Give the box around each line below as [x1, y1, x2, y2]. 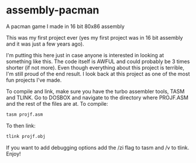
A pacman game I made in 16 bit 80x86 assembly [6, 23, 125, 30]
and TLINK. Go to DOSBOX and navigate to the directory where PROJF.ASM [6, 94, 189, 101]
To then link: [6, 122, 36, 129]
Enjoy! [6, 150, 22, 157]
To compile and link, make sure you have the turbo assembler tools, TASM [6, 88, 185, 95]
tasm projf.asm [6, 112, 43, 117]
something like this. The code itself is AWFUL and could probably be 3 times [6, 58, 190, 65]
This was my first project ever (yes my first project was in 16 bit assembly [6, 34, 183, 41]
